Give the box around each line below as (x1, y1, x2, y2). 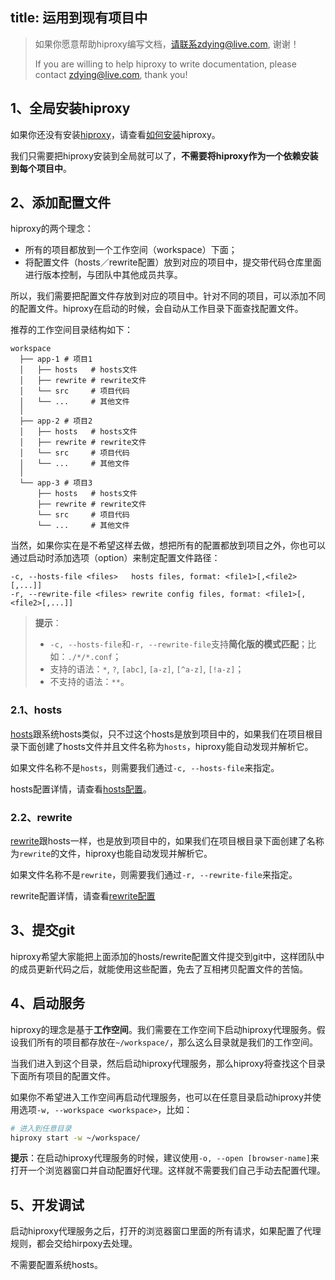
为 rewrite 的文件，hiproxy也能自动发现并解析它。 (10, 848, 213, 860)
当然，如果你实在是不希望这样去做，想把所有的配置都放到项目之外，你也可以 (10, 539, 326, 552)
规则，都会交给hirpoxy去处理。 (10, 1238, 138, 1250)
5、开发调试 (10, 1196, 85, 1213)
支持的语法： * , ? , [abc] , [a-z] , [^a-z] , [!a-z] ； (49, 663, 245, 675)
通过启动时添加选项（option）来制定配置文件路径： (10, 552, 221, 564)
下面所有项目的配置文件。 (10, 1069, 116, 1082)
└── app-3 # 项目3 (19, 478, 93, 488)
